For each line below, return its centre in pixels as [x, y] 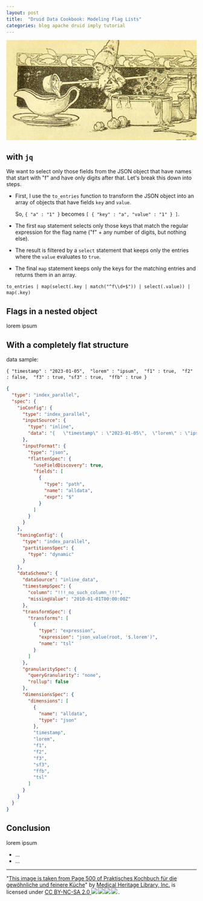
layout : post [23, 13]
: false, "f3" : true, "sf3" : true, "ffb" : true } [77, 378]
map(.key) [19, 293]
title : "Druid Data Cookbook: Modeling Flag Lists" [74, 19]
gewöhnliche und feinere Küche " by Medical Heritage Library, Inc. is [91, 885]
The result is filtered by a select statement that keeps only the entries [102, 250]
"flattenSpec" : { [50, 459]
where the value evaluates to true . [58, 257]
